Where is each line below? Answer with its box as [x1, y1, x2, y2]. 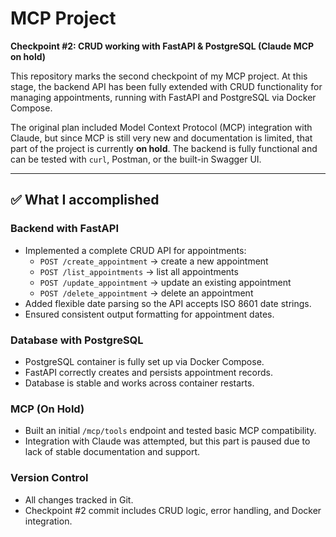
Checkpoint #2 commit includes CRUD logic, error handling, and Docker [24, 504, 322, 516]
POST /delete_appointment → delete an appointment [39, 287, 254, 299]
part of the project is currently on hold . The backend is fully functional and [10, 142, 318, 154]
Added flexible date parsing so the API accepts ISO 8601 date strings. [24, 297, 312, 309]
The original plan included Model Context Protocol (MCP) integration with [10, 121, 313, 133]
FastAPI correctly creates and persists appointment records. [24, 366, 273, 378]
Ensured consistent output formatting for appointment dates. [24, 308, 275, 320]
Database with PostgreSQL [10, 333, 144, 347]
